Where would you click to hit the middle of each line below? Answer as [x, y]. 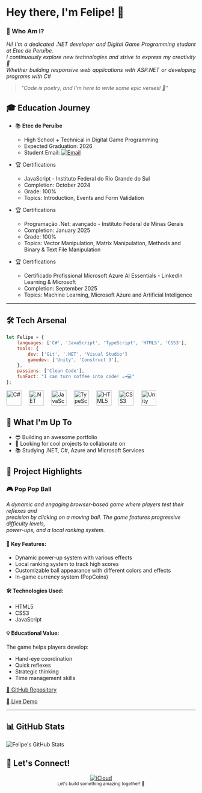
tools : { [28, 348]
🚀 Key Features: [26, 544]
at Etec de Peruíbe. [30, 51]
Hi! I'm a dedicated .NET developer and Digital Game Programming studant [101, 44]
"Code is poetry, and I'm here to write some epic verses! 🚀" [94, 88]
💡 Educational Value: [33, 633]
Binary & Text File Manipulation [62, 249]
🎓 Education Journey [48, 108]
